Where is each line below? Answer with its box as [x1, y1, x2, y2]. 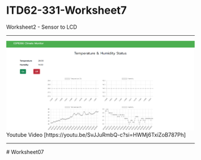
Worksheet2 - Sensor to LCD [6, 23, 78, 30]
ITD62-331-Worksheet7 [6, 4, 127, 17]
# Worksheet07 [6, 149, 44, 156]
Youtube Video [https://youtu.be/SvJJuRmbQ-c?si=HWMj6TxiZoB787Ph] [6, 131, 186, 139]
